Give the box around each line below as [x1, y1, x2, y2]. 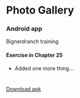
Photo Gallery [6, 4, 75, 17]
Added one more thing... [14, 64, 74, 71]
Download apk [6, 85, 41, 92]
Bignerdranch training [6, 38, 59, 45]
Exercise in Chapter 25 [6, 51, 63, 59]
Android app [6, 25, 42, 33]
